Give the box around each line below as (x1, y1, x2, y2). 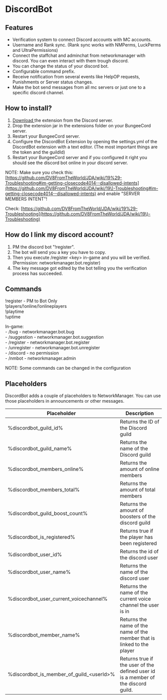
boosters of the (120, 513, 156, 520)
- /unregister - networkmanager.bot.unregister (5, 345, 100, 351)
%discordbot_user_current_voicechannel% (7, 595, 108, 602)
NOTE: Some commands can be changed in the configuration (5, 365, 131, 371)
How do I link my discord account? (5, 231, 114, 239)
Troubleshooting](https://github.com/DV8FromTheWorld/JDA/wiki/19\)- (5, 211, 151, 217)
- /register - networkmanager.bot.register (5, 339, 90, 345)
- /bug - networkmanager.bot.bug (5, 329, 75, 335)
